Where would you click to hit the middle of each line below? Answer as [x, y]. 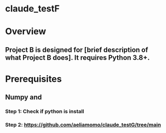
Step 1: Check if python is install [45, 112]
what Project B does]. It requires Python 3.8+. [78, 58]
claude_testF [32, 9]
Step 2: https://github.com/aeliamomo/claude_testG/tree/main [83, 125]
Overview [26, 32]
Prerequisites [34, 79]
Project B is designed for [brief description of [77, 50]
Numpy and [24, 97]
